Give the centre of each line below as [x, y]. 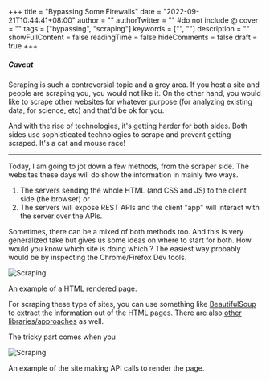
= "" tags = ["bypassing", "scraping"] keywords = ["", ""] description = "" [129, 29]
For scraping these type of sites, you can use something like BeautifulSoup [133, 304]
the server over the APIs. [61, 216]
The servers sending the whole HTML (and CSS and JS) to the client [133, 190]
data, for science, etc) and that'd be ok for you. [86, 110]
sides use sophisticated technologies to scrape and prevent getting [120, 134]
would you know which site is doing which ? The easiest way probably [125, 248]
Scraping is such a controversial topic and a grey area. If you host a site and [134, 85]
